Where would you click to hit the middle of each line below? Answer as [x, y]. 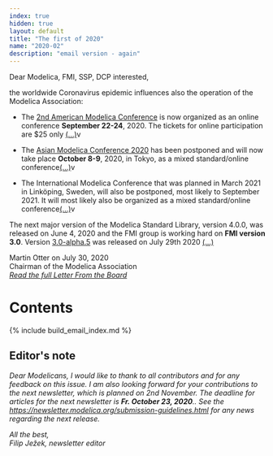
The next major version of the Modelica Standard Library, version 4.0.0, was [136, 225]
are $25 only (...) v [51, 134]
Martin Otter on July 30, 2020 [59, 258]
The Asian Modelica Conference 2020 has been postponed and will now [142, 150]
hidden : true [31, 24]
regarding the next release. [55, 419]
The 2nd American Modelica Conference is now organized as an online [140, 117]
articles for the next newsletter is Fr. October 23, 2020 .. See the [117, 401]
